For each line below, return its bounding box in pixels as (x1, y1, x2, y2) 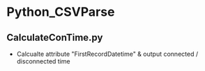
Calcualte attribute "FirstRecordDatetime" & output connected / (16, 50, 199, 58)
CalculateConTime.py (6, 32, 103, 43)
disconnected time (16, 57, 70, 65)
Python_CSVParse (6, 4, 115, 20)
